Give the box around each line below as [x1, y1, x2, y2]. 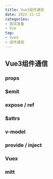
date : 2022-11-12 [5, 12, 41, 17]
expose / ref [5, 101, 34, 108]
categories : [5, 16, 29, 21]
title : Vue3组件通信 [5, 7, 44, 12]
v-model [5, 128, 26, 135]
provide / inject [5, 142, 42, 149]
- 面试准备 [5, 21, 25, 26]
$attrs [5, 115, 20, 122]
